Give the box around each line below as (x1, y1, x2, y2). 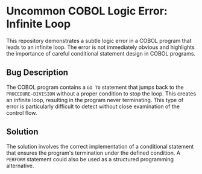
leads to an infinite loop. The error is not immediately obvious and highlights (6, 43, 195, 51)
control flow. (6, 109, 37, 116)
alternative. (6, 162, 34, 169)
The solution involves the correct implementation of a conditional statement (6, 143, 194, 150)
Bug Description (6, 68, 68, 78)
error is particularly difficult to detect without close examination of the (6, 103, 180, 110)
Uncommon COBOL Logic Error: (6, 4, 168, 18)
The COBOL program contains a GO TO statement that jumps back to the (6, 83, 184, 91)
